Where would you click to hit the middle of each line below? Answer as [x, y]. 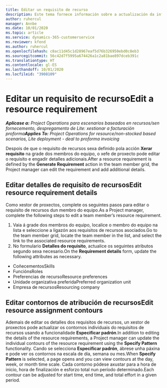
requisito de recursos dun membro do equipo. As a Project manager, [75, 210]
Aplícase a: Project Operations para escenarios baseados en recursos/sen [83, 123]
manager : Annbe [21, 24]
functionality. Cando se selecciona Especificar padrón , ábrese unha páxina [83, 349]
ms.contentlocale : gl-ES [31, 65]
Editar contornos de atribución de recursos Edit [80, 303]
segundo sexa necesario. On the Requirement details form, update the [84, 251]
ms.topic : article [25, 33]
